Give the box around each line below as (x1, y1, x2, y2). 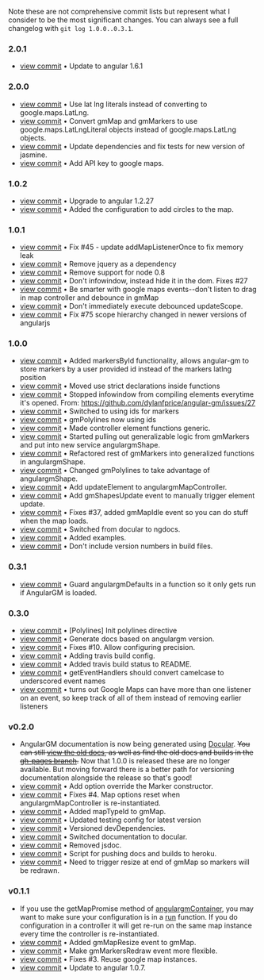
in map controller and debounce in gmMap (19, 293, 159, 302)
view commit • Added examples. (19, 533, 127, 543)
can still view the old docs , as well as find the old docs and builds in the (19, 747, 254, 757)
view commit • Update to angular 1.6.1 (19, 61, 143, 71)
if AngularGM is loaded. (19, 587, 98, 598)
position (19, 373, 47, 382)
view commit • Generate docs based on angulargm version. (19, 634, 215, 644)
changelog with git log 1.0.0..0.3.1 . (8, 24, 134, 33)
